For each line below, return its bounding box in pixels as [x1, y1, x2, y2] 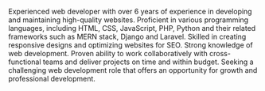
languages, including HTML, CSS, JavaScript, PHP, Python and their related [8, 24, 256, 32]
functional [8, 57, 41, 66]
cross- [209, 49, 231, 58]
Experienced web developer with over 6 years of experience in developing [8, 7, 252, 16]
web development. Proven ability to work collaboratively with [8, 49, 208, 58]
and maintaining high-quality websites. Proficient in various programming [8, 15, 249, 25]
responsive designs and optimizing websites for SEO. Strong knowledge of [8, 40, 253, 50]
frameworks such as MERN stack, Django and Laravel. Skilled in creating [8, 32, 247, 41]
